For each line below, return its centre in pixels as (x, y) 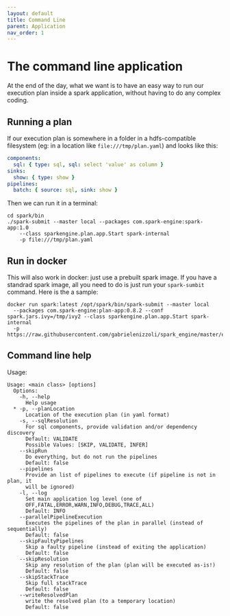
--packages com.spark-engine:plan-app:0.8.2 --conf (89, 311)
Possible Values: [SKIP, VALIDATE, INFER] (87, 445)
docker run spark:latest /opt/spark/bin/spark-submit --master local (108, 305)
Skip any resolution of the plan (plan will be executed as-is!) (120, 565)
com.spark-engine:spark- (168, 222)
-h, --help (35, 397)
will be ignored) (50, 487)
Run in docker (37, 261)
